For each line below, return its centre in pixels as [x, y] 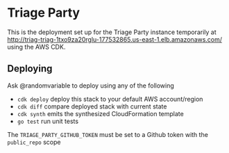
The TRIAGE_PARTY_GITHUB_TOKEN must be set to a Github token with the [108, 134]
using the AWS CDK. [36, 47]
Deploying [30, 69]
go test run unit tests [48, 121]
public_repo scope [34, 142]
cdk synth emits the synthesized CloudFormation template [100, 113]
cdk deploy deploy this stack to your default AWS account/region [110, 99]
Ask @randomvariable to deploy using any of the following [91, 86]
